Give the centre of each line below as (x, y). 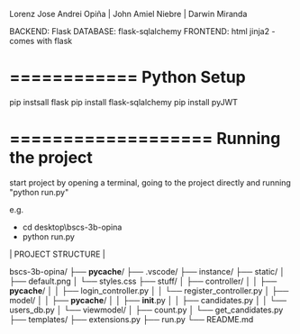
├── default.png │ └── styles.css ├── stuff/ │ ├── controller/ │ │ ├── (143, 281)
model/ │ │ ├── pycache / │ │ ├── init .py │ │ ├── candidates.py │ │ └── (148, 300)
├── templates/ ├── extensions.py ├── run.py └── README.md (132, 319)
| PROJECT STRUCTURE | (57, 254)
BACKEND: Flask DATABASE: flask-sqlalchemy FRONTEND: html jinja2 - (142, 31)
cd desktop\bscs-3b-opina (72, 227)
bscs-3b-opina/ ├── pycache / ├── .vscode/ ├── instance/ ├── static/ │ (147, 271)
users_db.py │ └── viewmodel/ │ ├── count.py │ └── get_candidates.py (146, 310)
